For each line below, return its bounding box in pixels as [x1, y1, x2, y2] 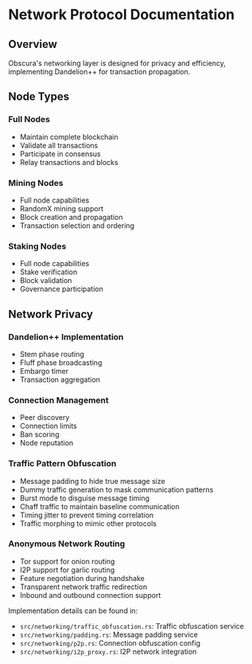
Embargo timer [19, 366, 69, 375]
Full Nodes [8, 114, 50, 125]
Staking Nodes [8, 241, 67, 252]
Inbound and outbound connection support [19, 590, 161, 599]
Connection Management [8, 395, 109, 406]
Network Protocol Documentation [8, 6, 235, 24]
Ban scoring [19, 430, 60, 439]
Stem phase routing [19, 349, 85, 359]
